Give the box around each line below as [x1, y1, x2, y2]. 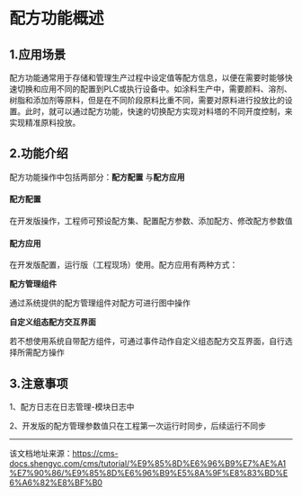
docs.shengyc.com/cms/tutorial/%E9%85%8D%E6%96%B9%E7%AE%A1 [9, 458, 287, 469]
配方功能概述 [9, 8, 105, 29]
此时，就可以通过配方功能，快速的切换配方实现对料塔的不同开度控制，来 [24, 106, 293, 117]
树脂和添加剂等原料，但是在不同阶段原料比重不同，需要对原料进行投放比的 [9, 95, 285, 105]
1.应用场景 [9, 47, 67, 62]
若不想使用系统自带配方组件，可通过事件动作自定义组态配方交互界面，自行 [9, 336, 285, 347]
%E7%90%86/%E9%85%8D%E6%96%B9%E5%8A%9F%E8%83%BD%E [9, 468, 289, 479]
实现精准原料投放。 [9, 118, 81, 128]
